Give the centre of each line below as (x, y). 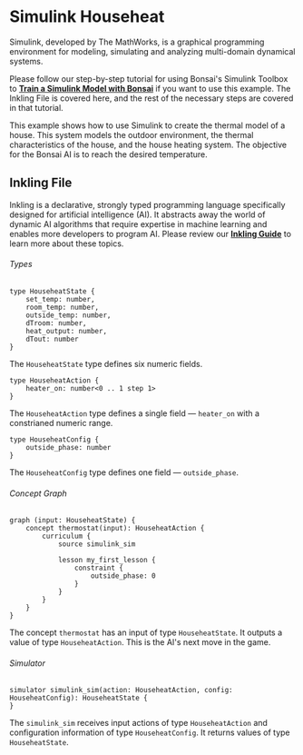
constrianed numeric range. (61, 422)
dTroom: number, (57, 323)
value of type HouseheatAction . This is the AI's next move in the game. (140, 642)
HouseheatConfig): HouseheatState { (78, 698)
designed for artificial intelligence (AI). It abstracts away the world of (137, 214)
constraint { (99, 568)
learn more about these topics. (67, 243)
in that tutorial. (36, 107)
